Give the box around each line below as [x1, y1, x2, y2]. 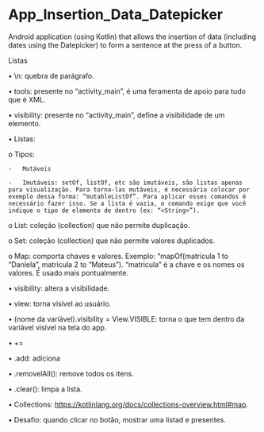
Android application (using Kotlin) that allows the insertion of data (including [8, 32, 256, 41]
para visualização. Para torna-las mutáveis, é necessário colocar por [8, 185, 250, 194]
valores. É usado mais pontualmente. [8, 268, 129, 277]
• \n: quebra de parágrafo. [8, 71, 95, 80]
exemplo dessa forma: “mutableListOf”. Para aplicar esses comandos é [8, 192, 247, 200]
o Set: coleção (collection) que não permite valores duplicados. [8, 236, 216, 245]
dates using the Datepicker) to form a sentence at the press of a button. [8, 40, 243, 49]
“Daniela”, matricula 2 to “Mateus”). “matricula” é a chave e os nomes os [8, 260, 245, 269]
